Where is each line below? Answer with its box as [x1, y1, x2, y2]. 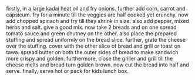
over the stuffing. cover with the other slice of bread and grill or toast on [6, 42, 181, 49]
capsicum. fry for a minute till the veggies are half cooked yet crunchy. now [6, 11, 189, 18]
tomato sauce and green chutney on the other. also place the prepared [6, 30, 177, 37]
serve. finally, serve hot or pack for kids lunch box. [6, 68, 129, 74]
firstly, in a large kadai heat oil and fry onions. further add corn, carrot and [6, 5, 186, 12]
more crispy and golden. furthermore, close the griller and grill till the [6, 55, 173, 62]
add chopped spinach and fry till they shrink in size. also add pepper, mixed [6, 18, 189, 24]
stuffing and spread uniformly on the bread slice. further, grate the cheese [6, 36, 186, 43]
